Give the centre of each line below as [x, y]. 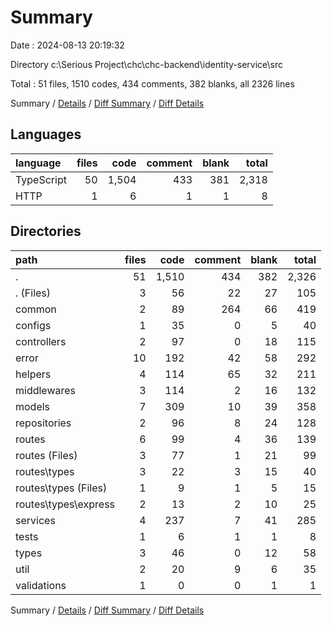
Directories [46, 231]
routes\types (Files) [61, 488]
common [36, 309]
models [33, 406]
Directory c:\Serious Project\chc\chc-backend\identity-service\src [146, 64]
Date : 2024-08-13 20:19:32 [67, 45]
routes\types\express [65, 504]
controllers [41, 341]
